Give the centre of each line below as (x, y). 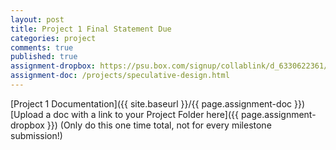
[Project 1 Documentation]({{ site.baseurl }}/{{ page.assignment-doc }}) (158, 103)
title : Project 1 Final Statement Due (91, 29)
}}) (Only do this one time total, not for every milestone (159, 125)
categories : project (53, 38)
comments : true (42, 47)
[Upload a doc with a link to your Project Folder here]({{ (124, 114)
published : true (44, 57)
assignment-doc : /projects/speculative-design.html (120, 76)
